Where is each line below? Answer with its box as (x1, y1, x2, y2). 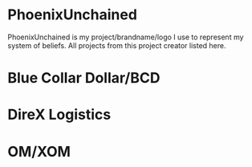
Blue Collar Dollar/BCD (7, 69, 161, 88)
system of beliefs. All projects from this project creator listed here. (7, 40, 226, 50)
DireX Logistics (7, 106, 112, 124)
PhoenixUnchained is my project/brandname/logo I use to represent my (7, 32, 244, 42)
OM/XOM (7, 142, 71, 161)
